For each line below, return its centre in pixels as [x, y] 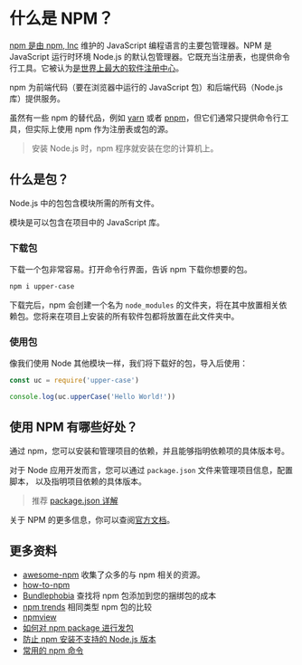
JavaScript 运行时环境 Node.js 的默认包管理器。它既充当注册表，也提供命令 [150, 56]
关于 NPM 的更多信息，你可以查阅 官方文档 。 [92, 519]
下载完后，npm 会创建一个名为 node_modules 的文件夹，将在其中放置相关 [144, 305]
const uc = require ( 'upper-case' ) [75, 381]
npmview [39, 617]
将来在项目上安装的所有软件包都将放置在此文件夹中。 [140, 316]
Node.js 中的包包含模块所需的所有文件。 [85, 203]
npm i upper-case [42, 287]
